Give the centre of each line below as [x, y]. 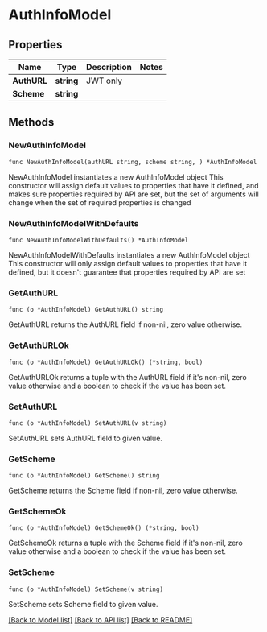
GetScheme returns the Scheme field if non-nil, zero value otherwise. [123, 491]
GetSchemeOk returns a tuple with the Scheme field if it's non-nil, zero [125, 543]
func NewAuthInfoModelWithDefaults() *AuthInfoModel [99, 240]
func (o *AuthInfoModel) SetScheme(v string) [86, 589]
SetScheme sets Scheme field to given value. [83, 604]
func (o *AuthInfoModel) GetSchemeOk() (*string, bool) [104, 528]
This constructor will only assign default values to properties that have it [128, 263]
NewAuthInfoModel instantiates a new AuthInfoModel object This [116, 177]
